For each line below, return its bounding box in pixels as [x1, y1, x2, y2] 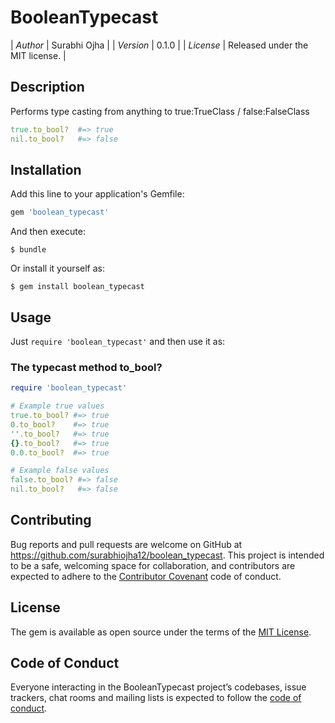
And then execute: [10, 226, 86, 238]
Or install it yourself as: [10, 262, 105, 275]
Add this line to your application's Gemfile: [10, 188, 185, 200]
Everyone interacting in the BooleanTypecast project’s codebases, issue [10, 681, 307, 693]
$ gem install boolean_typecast [10, 282, 145, 292]
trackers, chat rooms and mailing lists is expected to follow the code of [10, 692, 302, 704]
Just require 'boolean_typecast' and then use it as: [10, 336, 226, 347]
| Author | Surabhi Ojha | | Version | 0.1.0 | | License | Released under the [10, 39, 309, 51]
